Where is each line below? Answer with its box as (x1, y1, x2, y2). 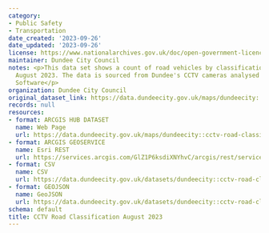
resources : (8, 109, 45, 117)
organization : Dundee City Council (8, 86, 127, 94)
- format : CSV (8, 161, 56, 169)
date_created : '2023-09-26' (8, 34, 102, 42)
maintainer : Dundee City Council (8, 57, 120, 65)
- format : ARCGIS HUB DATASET (8, 116, 110, 124)
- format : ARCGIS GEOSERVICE (8, 138, 106, 147)
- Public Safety (8, 19, 62, 27)
